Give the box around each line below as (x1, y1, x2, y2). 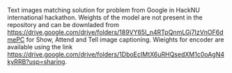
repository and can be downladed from (7, 21, 120, 29)
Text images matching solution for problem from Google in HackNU (7, 6, 201, 14)
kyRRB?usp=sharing (7, 58, 65, 65)
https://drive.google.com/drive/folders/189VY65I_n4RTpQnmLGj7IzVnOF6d (7, 28, 224, 36)
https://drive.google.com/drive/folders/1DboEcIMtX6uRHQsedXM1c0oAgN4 (7, 50, 225, 58)
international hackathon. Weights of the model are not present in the (7, 13, 203, 22)
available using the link (7, 43, 73, 51)
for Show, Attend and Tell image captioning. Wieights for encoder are (26, 35, 224, 44)
